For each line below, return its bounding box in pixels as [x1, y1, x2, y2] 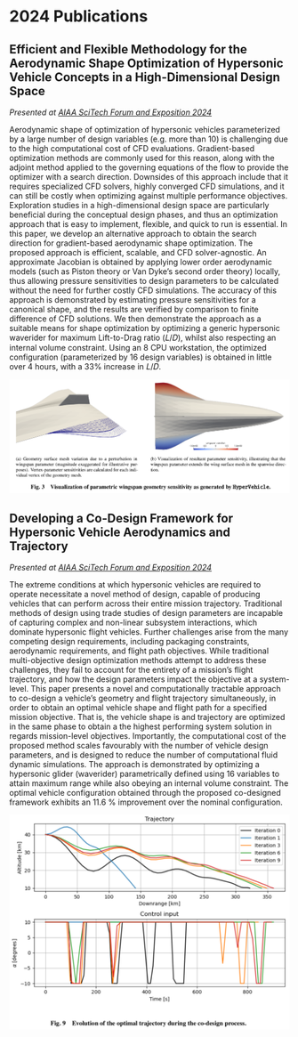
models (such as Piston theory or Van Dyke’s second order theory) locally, [9, 266, 281, 277]
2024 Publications [9, 6, 149, 27]
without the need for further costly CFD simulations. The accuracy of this [9, 285, 278, 296]
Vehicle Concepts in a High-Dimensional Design [9, 69, 280, 85]
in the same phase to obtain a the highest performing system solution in [9, 721, 273, 732]
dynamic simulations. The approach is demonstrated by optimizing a [9, 759, 260, 770]
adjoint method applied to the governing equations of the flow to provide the [9, 162, 289, 173]
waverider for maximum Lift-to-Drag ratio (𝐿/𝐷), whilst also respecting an [9, 332, 277, 343]
